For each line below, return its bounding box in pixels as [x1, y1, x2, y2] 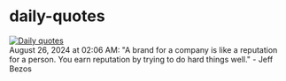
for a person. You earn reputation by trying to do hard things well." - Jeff [9, 54, 274, 64]
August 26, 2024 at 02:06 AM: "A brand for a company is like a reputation [9, 44, 278, 55]
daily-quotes [9, 6, 105, 26]
